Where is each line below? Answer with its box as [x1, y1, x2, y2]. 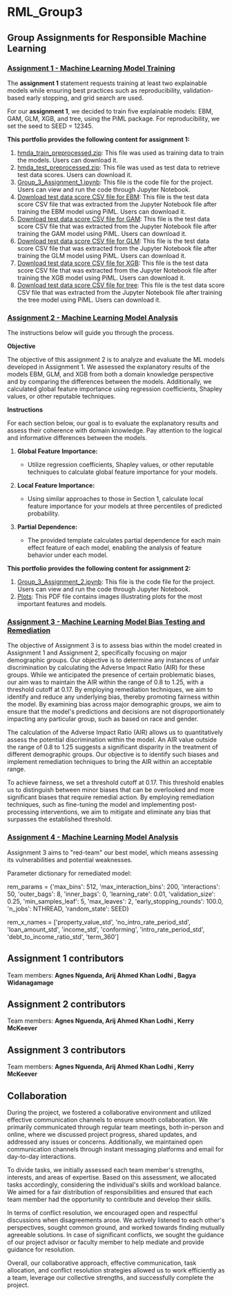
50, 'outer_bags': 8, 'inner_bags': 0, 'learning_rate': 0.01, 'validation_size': [7, 890, 216, 898]
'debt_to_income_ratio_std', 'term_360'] [7, 932, 119, 941]
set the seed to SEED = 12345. [7, 122, 93, 130]
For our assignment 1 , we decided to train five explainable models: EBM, [7, 107, 213, 115]
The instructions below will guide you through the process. [7, 329, 175, 337]
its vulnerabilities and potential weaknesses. [7, 855, 133, 864]
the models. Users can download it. [17, 156, 119, 164]
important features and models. [17, 600, 107, 608]
